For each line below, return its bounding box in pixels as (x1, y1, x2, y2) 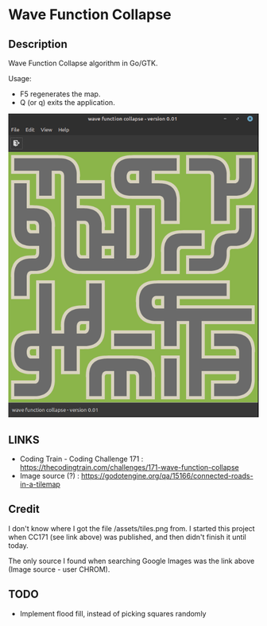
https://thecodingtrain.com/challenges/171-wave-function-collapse (19, 462, 240, 471)
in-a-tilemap (19, 479, 61, 489)
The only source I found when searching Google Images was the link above (8, 556, 255, 565)
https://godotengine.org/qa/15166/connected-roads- (80, 471, 253, 480)
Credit (8, 503, 40, 516)
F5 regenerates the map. (19, 89, 101, 99)
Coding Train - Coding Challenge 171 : (19, 454, 144, 464)
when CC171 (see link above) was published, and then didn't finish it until (8, 532, 246, 542)
